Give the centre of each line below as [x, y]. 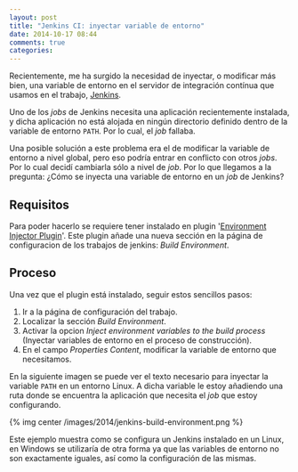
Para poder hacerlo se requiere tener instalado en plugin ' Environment [138, 226]
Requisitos [39, 204]
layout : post [33, 17]
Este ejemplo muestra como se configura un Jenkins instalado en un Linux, [147, 439]
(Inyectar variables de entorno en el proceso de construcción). [137, 340]
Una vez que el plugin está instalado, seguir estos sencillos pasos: [131, 294]
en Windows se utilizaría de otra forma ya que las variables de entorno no [145, 448]
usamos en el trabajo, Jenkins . [65, 95]
